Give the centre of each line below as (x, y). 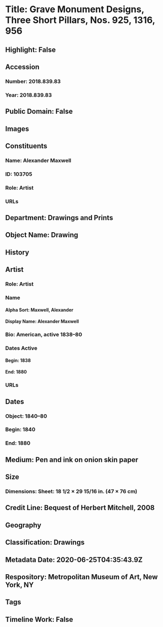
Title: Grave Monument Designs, (75, 9)
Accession (22, 67)
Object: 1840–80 (26, 416)
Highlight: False (31, 50)
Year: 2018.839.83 (29, 95)
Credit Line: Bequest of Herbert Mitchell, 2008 (80, 508)
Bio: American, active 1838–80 (44, 335)
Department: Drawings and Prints (59, 218)
